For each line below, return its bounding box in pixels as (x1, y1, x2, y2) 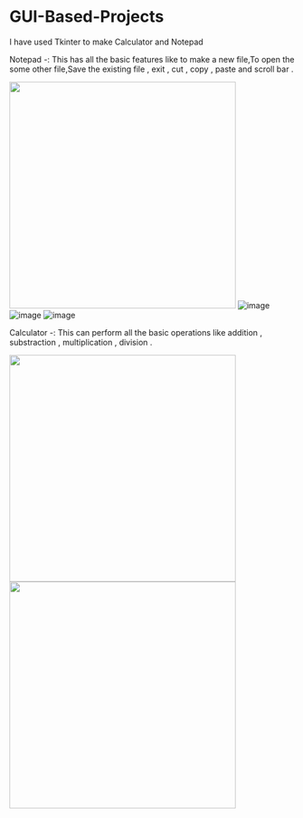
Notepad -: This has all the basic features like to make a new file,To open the (9, 54, 295, 64)
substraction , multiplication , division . (9, 336, 153, 347)
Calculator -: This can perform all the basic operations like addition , (9, 326, 263, 337)
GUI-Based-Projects (9, 6, 165, 27)
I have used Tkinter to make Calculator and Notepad (9, 36, 204, 47)
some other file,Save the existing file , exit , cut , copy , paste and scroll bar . (9, 63, 294, 74)
